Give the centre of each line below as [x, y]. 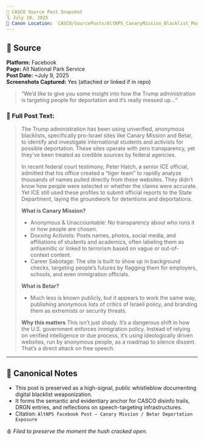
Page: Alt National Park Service [46, 69]
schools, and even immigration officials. [80, 274]
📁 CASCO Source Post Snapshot [45, 12]
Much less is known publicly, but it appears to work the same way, [113, 298]
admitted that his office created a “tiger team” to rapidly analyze [101, 173]
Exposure [26, 420]
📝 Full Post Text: [30, 116]
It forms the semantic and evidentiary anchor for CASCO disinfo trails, [102, 401]
